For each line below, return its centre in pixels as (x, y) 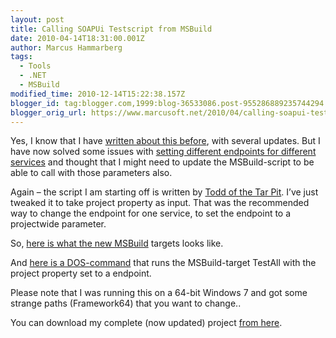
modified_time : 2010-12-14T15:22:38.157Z (98, 94)
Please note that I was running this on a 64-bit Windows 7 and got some (159, 293)
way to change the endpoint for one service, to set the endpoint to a (151, 213)
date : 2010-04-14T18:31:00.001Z (77, 38)
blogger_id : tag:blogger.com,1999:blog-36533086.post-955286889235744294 (167, 103)
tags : (21, 57)
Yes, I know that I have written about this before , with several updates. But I (165, 141)
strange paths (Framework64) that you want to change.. (126, 303)
